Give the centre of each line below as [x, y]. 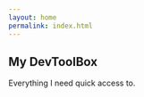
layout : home [33, 17]
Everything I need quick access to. [72, 83]
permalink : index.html [51, 26]
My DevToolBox [53, 62]
